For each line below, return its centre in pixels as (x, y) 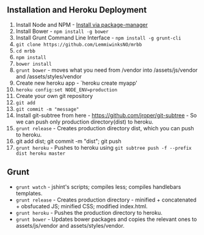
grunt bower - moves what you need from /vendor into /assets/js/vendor (107, 70)
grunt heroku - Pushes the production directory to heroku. (89, 212)
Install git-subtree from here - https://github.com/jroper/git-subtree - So (106, 115)
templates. (29, 193)
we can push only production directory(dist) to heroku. (85, 122)
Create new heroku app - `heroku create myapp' (77, 83)
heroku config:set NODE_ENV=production (67, 90)
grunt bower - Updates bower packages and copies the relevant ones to (106, 219)
